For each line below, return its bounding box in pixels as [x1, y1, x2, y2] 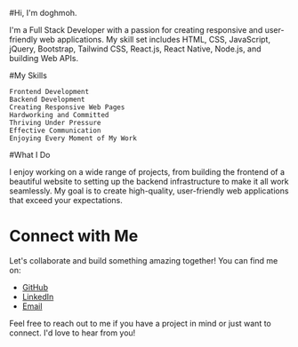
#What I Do [9, 150, 51, 160]
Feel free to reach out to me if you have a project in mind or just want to [9, 318, 271, 328]
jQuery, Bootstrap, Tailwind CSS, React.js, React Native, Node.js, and [9, 43, 262, 54]
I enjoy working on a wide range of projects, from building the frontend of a [9, 167, 286, 177]
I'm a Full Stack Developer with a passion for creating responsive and [9, 25, 263, 35]
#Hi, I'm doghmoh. [9, 8, 77, 18]
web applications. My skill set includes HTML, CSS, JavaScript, [39, 35, 271, 44]
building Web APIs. [9, 53, 78, 63]
